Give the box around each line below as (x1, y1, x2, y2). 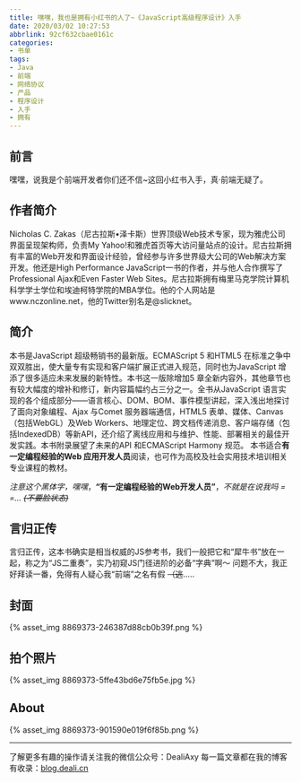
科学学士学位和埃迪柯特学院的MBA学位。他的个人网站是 (9, 284, 216, 295)
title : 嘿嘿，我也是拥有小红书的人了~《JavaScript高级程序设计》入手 (9, 13, 242, 22)
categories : (9, 38, 54, 48)
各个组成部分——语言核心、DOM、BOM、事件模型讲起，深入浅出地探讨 (24, 395, 289, 405)
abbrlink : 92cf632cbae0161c (9, 30, 115, 39)
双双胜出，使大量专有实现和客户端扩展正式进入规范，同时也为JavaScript (9, 361, 277, 372)
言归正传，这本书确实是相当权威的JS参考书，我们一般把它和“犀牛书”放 (9, 546, 270, 557)
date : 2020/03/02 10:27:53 (9, 22, 110, 30)
